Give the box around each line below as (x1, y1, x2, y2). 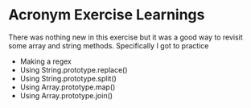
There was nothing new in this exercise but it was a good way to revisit (8, 32, 243, 42)
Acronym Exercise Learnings (8, 6, 205, 24)
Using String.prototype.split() (19, 73, 117, 83)
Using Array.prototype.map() (19, 82, 116, 92)
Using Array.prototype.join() (19, 90, 113, 100)
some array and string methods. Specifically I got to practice (8, 40, 209, 50)
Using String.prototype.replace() (19, 64, 128, 74)
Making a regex (19, 56, 72, 66)
